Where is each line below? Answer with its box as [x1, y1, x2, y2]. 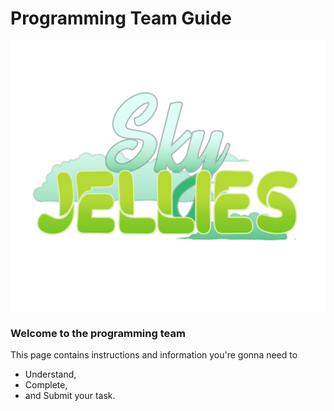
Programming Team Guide [10, 7, 232, 30]
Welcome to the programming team [10, 326, 186, 340]
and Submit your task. [24, 389, 116, 401]
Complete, [24, 378, 68, 391]
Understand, [24, 368, 77, 380]
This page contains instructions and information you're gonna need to [10, 348, 298, 361]
